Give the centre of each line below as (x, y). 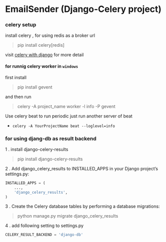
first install (16, 77)
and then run (18, 97)
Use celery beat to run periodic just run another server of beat (69, 116)
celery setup (21, 25)
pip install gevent (35, 87)
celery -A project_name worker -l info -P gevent (66, 106)
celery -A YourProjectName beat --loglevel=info (64, 126)
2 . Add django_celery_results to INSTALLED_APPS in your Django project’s (82, 168)
